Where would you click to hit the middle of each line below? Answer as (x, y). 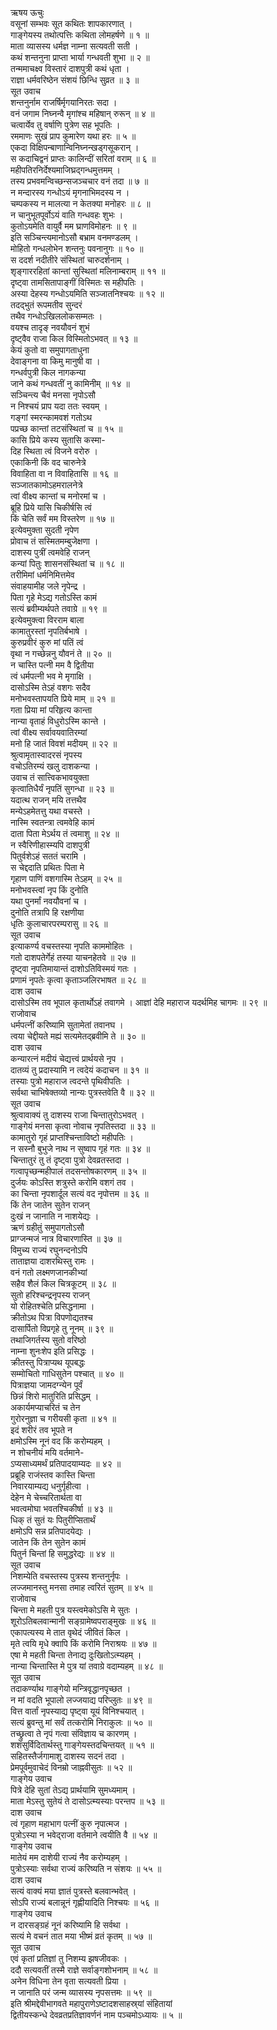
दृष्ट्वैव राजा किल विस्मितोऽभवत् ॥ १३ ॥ (74, 338)
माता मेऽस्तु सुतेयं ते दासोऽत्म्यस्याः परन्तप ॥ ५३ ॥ (87, 1801)
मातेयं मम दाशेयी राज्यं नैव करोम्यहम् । (69, 1857)
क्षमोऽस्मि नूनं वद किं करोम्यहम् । (61, 1441)
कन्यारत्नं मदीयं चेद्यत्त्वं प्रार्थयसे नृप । (67, 1058)
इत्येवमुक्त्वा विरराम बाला (47, 620)
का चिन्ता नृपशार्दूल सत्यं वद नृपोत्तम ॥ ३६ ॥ (79, 1193)
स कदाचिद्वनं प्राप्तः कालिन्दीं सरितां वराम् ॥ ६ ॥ (83, 158)
